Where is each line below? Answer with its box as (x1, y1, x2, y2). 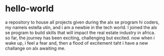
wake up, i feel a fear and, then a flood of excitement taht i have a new (5, 40, 148, 46)
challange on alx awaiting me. (5, 45, 66, 51)
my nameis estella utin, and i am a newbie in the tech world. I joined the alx (5, 24, 157, 30)
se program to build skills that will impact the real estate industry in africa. (5, 29, 156, 35)
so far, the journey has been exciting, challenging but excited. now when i (5, 35, 155, 41)
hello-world (5, 3, 54, 14)
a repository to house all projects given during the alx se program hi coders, (5, 19, 160, 25)
